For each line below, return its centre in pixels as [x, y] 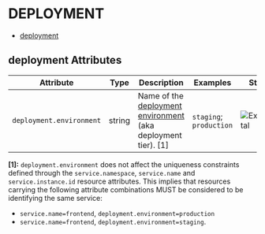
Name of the [160, 95]
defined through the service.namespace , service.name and [102, 173]
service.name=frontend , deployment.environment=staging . [113, 221]
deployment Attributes [65, 60]
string [120, 121]
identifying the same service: [55, 198]
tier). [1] [153, 145]
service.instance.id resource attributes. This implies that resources [119, 181]
